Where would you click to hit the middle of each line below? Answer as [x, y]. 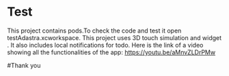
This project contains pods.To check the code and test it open [94, 31]
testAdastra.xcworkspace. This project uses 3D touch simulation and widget [114, 37]
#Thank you [24, 65]
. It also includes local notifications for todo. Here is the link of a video [105, 45]
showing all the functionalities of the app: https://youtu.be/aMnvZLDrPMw [111, 52]
